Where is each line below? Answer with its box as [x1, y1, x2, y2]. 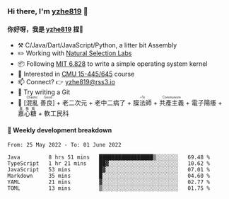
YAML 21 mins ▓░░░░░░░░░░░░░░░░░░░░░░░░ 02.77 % [7, 178, 211, 186]
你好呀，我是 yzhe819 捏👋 [7, 25, 83, 33]
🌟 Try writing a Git [17, 88, 71, 96]
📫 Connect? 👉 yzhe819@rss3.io [17, 78, 115, 86]
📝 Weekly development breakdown [7, 125, 112, 134]
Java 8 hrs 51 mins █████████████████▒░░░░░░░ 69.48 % [7, 154, 211, 161]
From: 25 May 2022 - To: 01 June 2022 [7, 142, 122, 149]
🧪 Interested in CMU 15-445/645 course [17, 70, 135, 79]
